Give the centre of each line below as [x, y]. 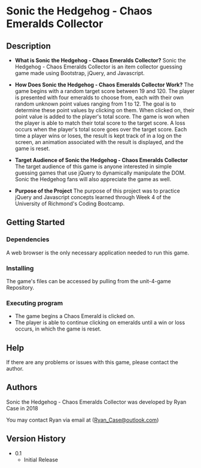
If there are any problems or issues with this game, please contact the [92, 362]
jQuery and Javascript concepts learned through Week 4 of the [93, 197]
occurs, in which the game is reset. [58, 329]
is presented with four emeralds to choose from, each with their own [99, 97]
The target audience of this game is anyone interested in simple [93, 166]
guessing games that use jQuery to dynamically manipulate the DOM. [100, 173]
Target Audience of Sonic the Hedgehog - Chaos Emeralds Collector [101, 160]
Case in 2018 [22, 408]
